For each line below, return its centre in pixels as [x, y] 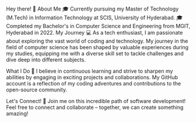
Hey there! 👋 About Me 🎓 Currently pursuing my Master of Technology [92, 9]
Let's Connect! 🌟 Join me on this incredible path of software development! [96, 101]
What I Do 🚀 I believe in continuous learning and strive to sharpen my [89, 71]
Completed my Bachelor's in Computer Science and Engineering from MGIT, [98, 26]
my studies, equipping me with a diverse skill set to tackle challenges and [95, 53]
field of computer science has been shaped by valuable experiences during [97, 47]
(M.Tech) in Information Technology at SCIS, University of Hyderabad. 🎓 [94, 18]
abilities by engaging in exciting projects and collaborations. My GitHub [92, 77]
